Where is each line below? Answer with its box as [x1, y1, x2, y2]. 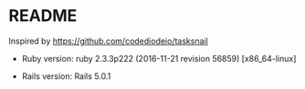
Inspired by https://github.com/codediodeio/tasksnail [8, 35, 209, 46]
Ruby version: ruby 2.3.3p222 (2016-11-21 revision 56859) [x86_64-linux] [21, 53, 297, 64]
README [8, 5, 78, 26]
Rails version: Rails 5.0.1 [21, 70, 111, 82]
